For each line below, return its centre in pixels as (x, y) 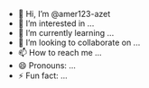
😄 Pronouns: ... (47, 66)
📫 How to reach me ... (60, 53)
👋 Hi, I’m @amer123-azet (64, 14)
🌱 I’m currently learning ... (66, 33)
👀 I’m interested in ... (56, 23)
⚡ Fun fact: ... (42, 75)
